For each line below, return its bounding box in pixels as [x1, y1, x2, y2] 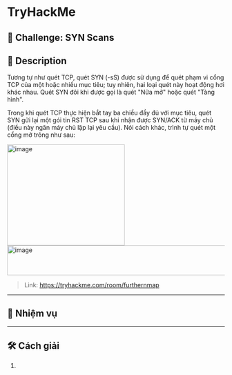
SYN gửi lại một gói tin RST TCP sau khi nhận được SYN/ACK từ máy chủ [7, 116, 213, 124]
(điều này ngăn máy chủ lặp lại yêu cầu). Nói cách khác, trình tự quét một [7, 124, 216, 132]
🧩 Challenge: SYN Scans [7, 32, 115, 44]
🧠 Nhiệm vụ [7, 307, 57, 319]
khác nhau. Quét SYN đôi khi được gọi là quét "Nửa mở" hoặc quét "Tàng [7, 88, 215, 97]
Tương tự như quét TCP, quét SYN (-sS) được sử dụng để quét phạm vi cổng [7, 73, 224, 81]
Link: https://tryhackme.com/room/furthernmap [23, 281, 160, 289]
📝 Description [7, 55, 67, 66]
